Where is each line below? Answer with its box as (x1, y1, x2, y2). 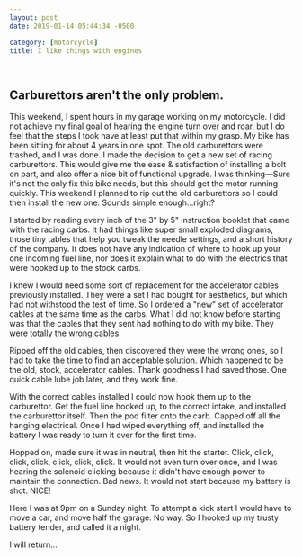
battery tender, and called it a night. (9, 522, 141, 533)
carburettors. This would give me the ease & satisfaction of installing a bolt (9, 159, 286, 170)
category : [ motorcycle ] (9, 38, 99, 47)
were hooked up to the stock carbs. (9, 263, 141, 274)
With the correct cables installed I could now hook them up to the (9, 391, 252, 402)
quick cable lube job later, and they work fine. (9, 374, 178, 385)
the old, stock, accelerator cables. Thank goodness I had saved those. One (9, 364, 288, 375)
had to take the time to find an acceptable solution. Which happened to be (9, 355, 284, 365)
